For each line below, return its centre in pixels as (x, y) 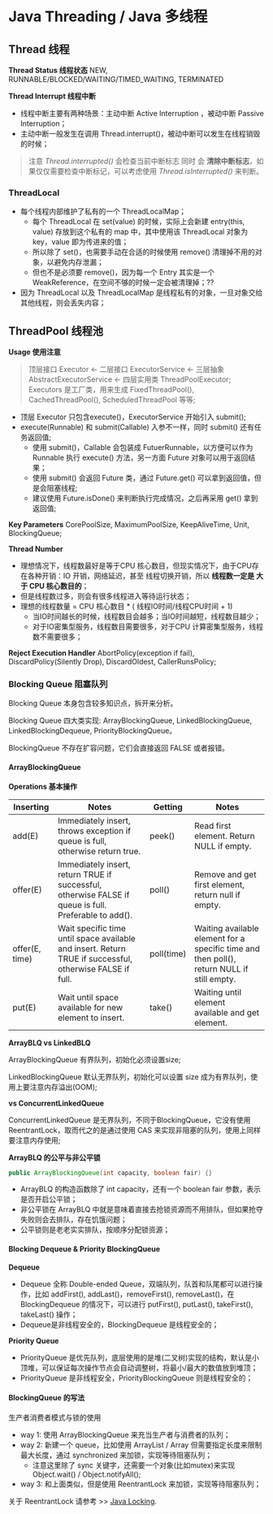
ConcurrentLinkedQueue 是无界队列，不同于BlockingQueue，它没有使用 (130, 1120)
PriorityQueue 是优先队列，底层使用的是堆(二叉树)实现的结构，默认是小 (140, 1357)
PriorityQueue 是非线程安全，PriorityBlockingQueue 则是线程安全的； (136, 1378)
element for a (219, 938)
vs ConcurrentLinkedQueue (56, 1103)
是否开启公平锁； (49, 1200)
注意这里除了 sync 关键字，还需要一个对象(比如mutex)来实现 (134, 1465)
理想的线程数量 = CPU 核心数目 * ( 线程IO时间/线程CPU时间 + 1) (126, 607)
